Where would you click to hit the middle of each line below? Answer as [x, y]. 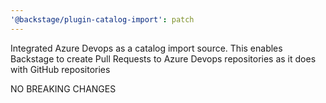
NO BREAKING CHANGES [63, 88]
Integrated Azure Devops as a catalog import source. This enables [146, 48]
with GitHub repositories [60, 69]
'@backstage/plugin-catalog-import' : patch [102, 19]
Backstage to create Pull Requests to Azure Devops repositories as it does [163, 58]
